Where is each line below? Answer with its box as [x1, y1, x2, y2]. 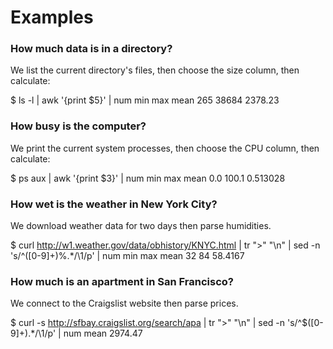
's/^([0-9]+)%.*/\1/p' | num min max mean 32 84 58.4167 [10, 250, 245, 262]
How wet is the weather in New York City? [10, 197, 218, 211]
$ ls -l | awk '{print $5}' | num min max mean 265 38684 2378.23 [10, 94, 280, 106]
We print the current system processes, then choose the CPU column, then [10, 142, 320, 154]
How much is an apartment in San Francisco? [10, 275, 234, 288]
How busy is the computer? [10, 119, 147, 133]
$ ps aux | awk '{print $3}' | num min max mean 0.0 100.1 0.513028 [10, 172, 286, 184]
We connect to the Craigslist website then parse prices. [10, 297, 239, 310]
